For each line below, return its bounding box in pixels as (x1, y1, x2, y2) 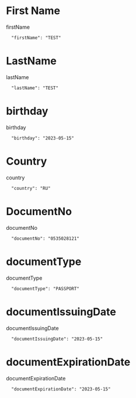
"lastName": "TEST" (11, 85, 59, 91)
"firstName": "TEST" (11, 35, 61, 40)
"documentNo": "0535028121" (11, 236, 80, 241)
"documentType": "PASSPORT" (11, 285, 80, 291)
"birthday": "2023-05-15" (11, 135, 75, 141)
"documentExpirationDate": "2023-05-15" (11, 386, 111, 392)
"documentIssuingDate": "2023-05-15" (11, 336, 103, 342)
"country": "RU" (11, 185, 51, 191)
